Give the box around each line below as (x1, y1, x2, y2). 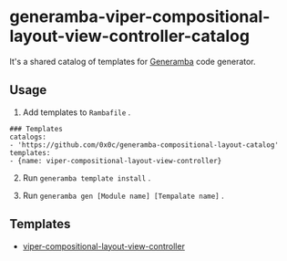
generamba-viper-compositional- (9, 6, 271, 27)
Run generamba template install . (22, 172, 151, 183)
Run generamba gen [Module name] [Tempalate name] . (22, 190, 225, 201)
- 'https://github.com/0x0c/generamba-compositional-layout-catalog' (9, 140, 280, 150)
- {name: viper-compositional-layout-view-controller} (9, 156, 222, 165)
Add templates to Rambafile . (22, 107, 131, 118)
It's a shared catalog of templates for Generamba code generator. (9, 56, 257, 67)
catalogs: (9, 132, 47, 141)
